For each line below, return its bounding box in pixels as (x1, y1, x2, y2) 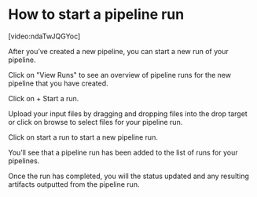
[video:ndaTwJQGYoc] (8, 31, 81, 41)
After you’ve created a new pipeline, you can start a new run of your (8, 46, 229, 56)
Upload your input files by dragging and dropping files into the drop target (8, 108, 248, 119)
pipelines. (8, 155, 40, 166)
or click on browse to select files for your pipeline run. (8, 117, 183, 126)
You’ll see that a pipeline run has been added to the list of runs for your (8, 148, 238, 157)
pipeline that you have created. (8, 78, 108, 88)
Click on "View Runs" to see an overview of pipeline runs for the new (8, 70, 232, 79)
